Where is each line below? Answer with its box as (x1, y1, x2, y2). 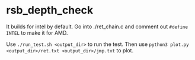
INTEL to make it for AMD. (6, 29, 68, 36)
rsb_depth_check (6, 4, 94, 17)
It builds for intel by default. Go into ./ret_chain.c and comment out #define (6, 23, 188, 30)
